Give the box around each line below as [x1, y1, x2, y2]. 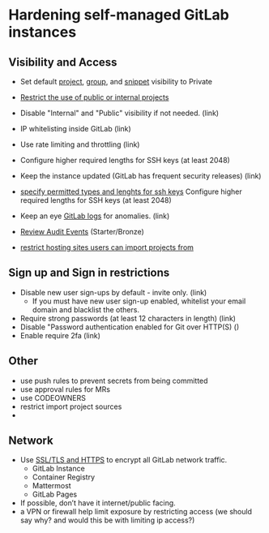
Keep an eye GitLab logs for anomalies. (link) [19, 211, 170, 221]
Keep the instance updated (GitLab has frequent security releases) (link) [19, 171, 262, 180]
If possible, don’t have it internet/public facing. [19, 498, 176, 508]
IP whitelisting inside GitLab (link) [19, 124, 131, 133]
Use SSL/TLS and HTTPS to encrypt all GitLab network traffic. [19, 455, 228, 465]
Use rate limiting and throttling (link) [19, 140, 140, 149]
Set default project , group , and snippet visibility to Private [19, 77, 213, 86]
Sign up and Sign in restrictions [8, 266, 170, 280]
